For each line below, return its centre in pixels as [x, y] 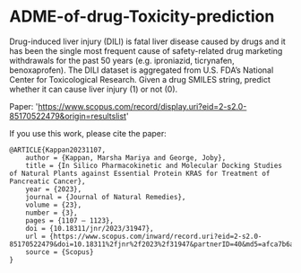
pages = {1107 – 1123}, [70, 220]
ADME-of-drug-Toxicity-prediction [142, 17]
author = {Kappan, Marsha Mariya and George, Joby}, [126, 158]
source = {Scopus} [60, 252]
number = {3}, [52, 213]
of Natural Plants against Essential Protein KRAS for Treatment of [140, 173]
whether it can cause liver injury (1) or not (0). [94, 89]
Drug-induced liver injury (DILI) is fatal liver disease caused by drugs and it [148, 41]
